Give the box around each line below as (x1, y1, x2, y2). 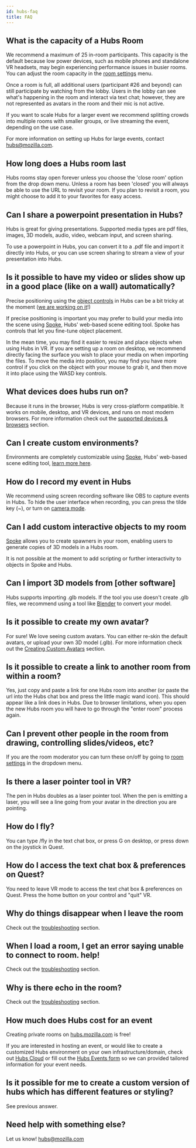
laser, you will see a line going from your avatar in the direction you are (6, 798, 177, 805)
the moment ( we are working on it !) (6, 303, 91, 310)
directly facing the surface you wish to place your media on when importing (6, 351, 188, 358)
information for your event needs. (6, 1061, 87, 1068)
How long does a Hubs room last (6, 158, 126, 168)
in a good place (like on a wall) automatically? (6, 282, 176, 292)
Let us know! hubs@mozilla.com (6, 1135, 84, 1142)
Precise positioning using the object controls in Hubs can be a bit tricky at (6, 297, 184, 304)
